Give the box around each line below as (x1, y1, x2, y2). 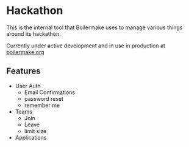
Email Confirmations (24, 89, 75, 96)
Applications (15, 134, 47, 141)
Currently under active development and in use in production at (6, 42, 166, 49)
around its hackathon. (6, 30, 61, 37)
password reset (24, 95, 64, 102)
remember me (24, 101, 60, 109)
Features (6, 66, 41, 77)
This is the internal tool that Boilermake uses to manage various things (6, 24, 183, 31)
